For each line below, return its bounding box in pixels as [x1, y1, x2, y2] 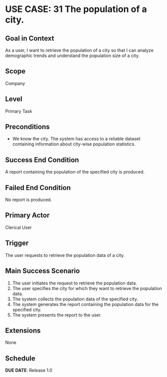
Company [5, 80, 25, 86]
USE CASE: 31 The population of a [5, 3, 147, 15]
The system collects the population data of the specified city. [12, 296, 139, 302]
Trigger [5, 239, 29, 247]
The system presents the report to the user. [12, 311, 102, 318]
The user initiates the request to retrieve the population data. [12, 280, 137, 286]
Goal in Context [5, 34, 54, 42]
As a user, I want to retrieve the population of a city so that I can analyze [5, 47, 154, 53]
